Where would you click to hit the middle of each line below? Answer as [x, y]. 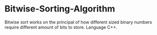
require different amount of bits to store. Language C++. [61, 27]
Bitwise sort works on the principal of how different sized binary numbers [78, 22]
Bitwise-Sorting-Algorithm [60, 9]
